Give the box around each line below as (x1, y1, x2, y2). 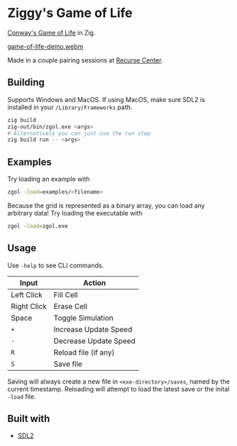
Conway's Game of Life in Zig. (7, 28, 96, 37)
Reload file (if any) (53, 347, 115, 357)
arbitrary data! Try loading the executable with (7, 208, 143, 217)
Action (82, 278, 106, 288)
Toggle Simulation (53, 313, 114, 323)
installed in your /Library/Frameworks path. (7, 103, 133, 111)
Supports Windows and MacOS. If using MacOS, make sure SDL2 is (7, 95, 206, 104)
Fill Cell (53, 289, 78, 299)
